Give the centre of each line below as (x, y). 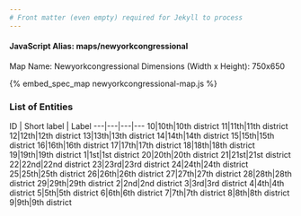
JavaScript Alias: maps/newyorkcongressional (99, 47)
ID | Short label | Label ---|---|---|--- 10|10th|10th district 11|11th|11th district (149, 126)
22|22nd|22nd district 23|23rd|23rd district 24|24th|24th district (129, 164)
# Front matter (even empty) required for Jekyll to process (126, 17)
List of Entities (41, 107)
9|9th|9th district (40, 203)
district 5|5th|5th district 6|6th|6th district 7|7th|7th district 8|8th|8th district (150, 193)
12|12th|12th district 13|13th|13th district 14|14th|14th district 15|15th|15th (142, 136)
